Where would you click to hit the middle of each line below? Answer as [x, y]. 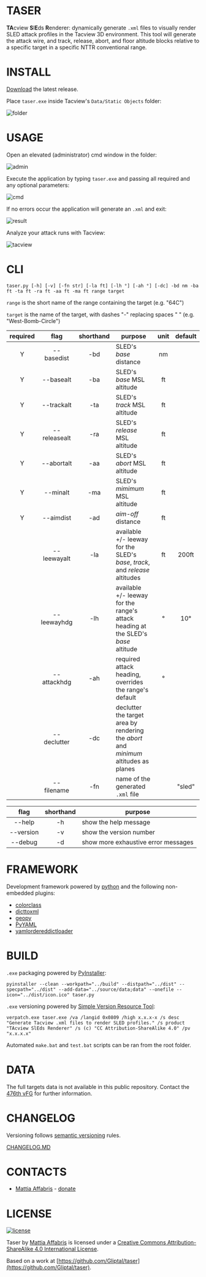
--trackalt [57, 405]
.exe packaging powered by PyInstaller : [56, 973]
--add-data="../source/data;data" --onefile [116, 990]
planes [125, 768]
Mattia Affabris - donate [45, 1189]
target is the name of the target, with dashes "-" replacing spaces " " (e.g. [101, 314]
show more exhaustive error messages [138, 842]
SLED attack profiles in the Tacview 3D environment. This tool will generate [101, 34]
